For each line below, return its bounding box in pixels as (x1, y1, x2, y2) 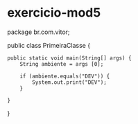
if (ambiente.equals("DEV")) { (19, 73, 110, 80)
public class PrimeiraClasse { (7, 41, 91, 49)
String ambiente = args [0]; (19, 60, 104, 67)
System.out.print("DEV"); (32, 78, 107, 86)
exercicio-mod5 (7, 5, 101, 21)
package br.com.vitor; (7, 28, 71, 36)
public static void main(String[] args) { (7, 54, 132, 62)
